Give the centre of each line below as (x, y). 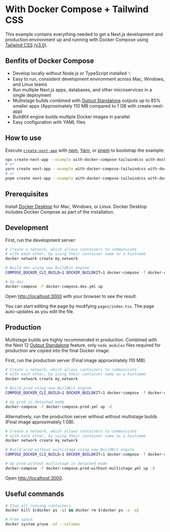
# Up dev (14, 282)
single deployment (32, 95)
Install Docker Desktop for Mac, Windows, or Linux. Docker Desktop (76, 206)
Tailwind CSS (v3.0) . (27, 45)
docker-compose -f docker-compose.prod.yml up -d (59, 407)
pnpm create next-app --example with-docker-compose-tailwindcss (75, 179)
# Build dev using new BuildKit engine (47, 268)
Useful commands (35, 494)
